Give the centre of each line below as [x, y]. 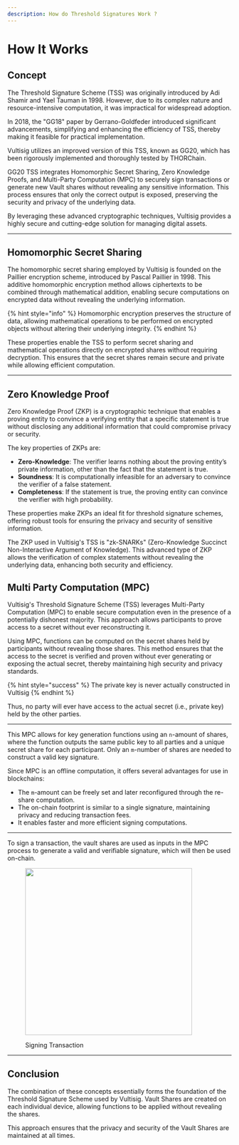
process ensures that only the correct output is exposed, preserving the [113, 194]
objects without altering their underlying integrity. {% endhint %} [102, 329]
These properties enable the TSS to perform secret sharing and [100, 343]
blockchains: [26, 779]
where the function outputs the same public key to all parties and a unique [116, 742]
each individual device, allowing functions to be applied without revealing [115, 1106]
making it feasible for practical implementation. [76, 137]
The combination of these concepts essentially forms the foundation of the [117, 1091]
